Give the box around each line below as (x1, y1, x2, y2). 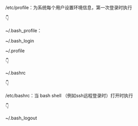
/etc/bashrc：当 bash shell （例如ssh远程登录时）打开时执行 (5, 93, 133, 98)
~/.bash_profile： (5, 28, 42, 33)
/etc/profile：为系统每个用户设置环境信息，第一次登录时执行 (5, 5, 132, 10)
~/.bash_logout (5, 115, 37, 121)
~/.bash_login (5, 38, 34, 44)
